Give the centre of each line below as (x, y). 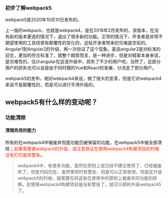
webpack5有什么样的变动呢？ (51, 102)
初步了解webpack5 (28, 7)
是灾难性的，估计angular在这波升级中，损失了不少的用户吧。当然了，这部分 (83, 61)
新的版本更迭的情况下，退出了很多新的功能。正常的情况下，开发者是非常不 (86, 36)
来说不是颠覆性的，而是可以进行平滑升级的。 (51, 85)
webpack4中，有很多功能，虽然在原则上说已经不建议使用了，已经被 (87, 165)
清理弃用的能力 (20, 130)
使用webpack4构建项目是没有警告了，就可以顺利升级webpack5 (96, 184)
